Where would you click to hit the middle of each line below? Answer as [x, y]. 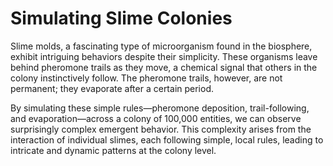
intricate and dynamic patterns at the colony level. [113, 150]
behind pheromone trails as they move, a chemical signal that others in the [164, 67]
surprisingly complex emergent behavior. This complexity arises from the [161, 129]
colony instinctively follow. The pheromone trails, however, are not [146, 78]
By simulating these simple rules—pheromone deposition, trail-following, [160, 108]
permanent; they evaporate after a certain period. [112, 88]
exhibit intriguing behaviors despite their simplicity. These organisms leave [164, 56]
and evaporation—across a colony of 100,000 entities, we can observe [156, 118]
